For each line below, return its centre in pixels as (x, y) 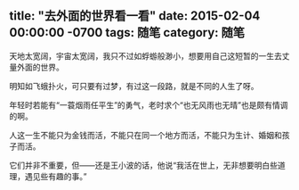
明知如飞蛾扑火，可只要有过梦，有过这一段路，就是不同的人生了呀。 (134, 86)
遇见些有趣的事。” (56, 176)
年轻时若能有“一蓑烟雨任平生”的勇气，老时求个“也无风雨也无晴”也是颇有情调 (149, 104)
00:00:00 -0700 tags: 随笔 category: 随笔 (127, 33)
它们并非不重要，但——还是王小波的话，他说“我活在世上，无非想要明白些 (144, 165)
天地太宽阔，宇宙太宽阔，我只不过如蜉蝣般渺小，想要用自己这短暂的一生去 (145, 55)
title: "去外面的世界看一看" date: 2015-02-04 (135, 16)
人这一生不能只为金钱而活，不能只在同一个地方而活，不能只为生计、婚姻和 (145, 135)
